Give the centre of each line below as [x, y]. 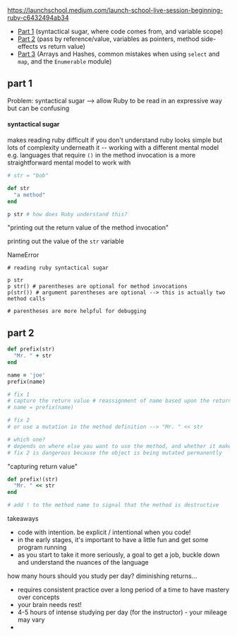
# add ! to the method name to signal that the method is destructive [113, 505]
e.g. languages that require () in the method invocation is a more [102, 155]
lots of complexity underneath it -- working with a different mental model [113, 148]
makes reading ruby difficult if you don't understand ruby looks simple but [115, 140]
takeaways [23, 519]
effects [28, 46]
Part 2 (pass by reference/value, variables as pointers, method [108, 39]
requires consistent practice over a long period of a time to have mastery [123, 590]
